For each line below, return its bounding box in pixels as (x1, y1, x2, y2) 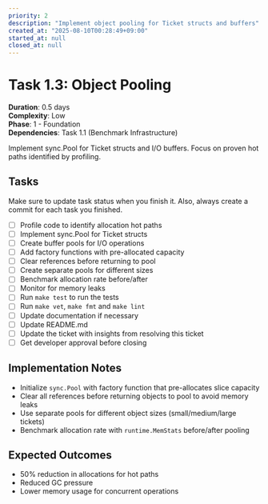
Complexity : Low (8, 111, 66, 121)
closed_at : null (8, 42, 62, 50)
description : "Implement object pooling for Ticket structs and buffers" (8, 19, 260, 27)
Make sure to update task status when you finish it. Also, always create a (8, 196, 249, 206)
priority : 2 (8, 11, 48, 20)
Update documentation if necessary (19, 310, 138, 320)
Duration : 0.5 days (8, 102, 70, 112)
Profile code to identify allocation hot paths (19, 220, 162, 230)
